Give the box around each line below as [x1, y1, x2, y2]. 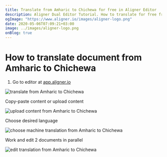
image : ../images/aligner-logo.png [5, 26, 79, 31]
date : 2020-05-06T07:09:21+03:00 [5, 21, 75, 26]
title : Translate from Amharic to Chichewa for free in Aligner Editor [5, 7, 157, 12]
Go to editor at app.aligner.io [12, 79, 71, 85]
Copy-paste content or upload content [5, 98, 84, 104]
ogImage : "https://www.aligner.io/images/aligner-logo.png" [5, 16, 133, 21]
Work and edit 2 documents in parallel [5, 137, 83, 143]
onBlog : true [5, 30, 32, 35]
